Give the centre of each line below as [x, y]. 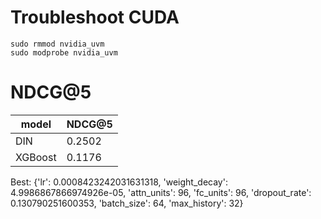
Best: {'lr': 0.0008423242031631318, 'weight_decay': [119, 182]
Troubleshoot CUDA [95, 17]
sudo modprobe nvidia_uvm [64, 52]
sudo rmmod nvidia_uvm [57, 44]
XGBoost [36, 157]
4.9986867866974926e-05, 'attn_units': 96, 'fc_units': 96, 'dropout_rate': [161, 192]
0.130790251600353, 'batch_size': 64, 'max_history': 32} [127, 203]
